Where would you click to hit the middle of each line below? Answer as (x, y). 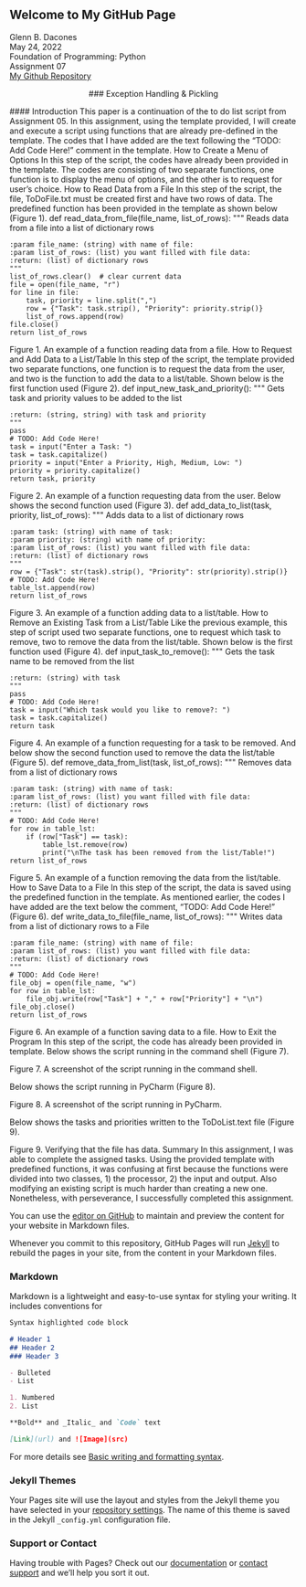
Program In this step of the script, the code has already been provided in (146, 1042)
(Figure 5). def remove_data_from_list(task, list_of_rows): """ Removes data (151, 762)
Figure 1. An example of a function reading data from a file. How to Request (151, 349)
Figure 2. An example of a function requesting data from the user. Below (145, 495)
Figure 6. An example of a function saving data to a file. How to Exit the (143, 1032)
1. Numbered (32, 1398)
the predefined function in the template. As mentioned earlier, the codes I (148, 897)
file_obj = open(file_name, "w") (73, 983)
